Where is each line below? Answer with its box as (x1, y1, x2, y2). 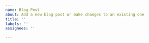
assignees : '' (5, 26, 36, 31)
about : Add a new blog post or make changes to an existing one (5, 12, 144, 17)
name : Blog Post (5, 7, 40, 12)
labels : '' (5, 21, 28, 26)
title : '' (5, 16, 26, 21)
